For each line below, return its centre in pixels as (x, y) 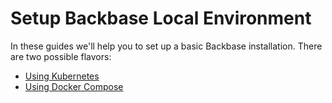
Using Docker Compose (74, 86)
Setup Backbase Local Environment (161, 18)
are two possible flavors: (61, 56)
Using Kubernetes (62, 76)
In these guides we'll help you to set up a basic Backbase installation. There (166, 46)
